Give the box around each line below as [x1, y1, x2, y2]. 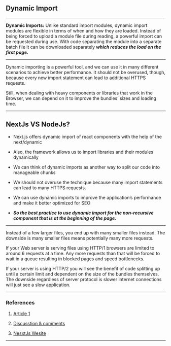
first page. [6, 49, 29, 55]
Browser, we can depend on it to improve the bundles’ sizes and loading [6, 95, 157, 101]
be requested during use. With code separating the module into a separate [6, 38, 162, 45]
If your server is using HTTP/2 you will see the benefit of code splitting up [6, 265, 160, 271]
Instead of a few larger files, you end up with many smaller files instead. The [6, 229, 165, 235]
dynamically [13, 154, 39, 160]
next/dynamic [13, 139, 42, 145]
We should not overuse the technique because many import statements [13, 179, 163, 185]
